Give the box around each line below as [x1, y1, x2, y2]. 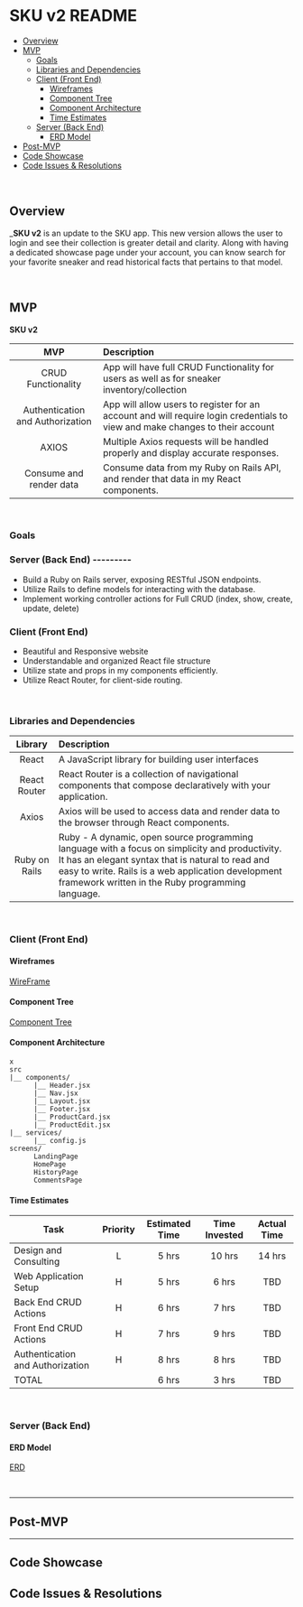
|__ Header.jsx [32, 1081, 91, 1090]
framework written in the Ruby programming [58, 877, 246, 889]
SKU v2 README [9, 5, 138, 26]
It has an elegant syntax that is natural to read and [58, 854, 271, 867]
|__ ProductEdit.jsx [32, 1120, 111, 1129]
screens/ [9, 1144, 42, 1153]
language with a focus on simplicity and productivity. [58, 842, 282, 855]
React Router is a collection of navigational [58, 768, 239, 781]
